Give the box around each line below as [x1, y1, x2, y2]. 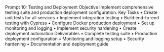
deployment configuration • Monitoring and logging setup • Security [5, 36, 145, 42]
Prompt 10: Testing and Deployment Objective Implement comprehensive [5, 4, 154, 10]
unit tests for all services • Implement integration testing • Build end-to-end [5, 15, 159, 20]
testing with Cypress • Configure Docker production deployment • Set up [5, 20, 155, 26]
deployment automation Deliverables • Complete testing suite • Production [5, 31, 158, 36]
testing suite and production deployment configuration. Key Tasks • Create [5, 9, 158, 15]
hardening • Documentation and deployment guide [5, 41, 109, 47]
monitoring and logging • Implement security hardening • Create [5, 25, 137, 31]
